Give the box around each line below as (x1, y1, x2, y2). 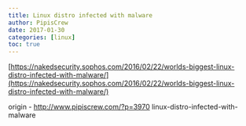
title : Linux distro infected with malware (8, 11, 153, 20)
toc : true (8, 41, 41, 49)
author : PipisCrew (8, 19, 68, 27)
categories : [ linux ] (8, 33, 76, 41)
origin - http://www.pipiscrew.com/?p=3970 (8, 103, 151, 112)
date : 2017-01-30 (8, 26, 65, 34)
